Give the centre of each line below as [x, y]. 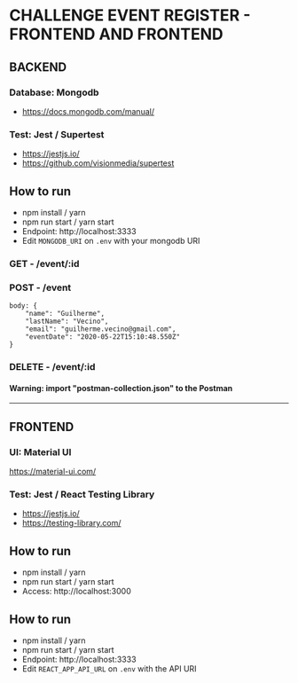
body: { [24, 306]
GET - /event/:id [44, 263]
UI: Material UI [40, 451]
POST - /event [40, 287]
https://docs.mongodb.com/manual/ [88, 111]
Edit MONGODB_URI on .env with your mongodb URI [111, 240]
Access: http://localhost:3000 [76, 592]
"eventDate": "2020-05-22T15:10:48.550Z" [102, 337]
